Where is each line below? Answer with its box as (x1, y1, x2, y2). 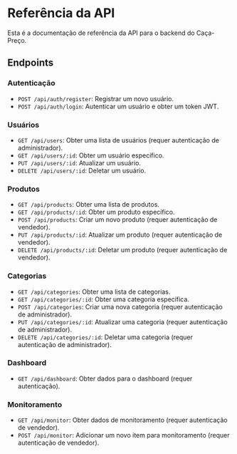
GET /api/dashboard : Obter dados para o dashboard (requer (17, 374, 193, 383)
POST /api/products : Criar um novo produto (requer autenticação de (17, 215, 218, 224)
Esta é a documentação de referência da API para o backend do (7, 29, 195, 37)
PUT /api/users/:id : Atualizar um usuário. (17, 158, 141, 167)
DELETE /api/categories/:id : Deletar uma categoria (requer (17, 333, 194, 341)
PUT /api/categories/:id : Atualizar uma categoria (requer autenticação (17, 317, 228, 326)
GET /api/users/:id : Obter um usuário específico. (17, 151, 164, 160)
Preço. (7, 36, 27, 44)
